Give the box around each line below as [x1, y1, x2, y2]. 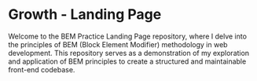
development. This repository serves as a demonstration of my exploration [8, 48, 250, 57]
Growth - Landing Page [8, 6, 162, 24]
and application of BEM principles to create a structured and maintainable [8, 57, 247, 66]
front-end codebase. [8, 64, 75, 74]
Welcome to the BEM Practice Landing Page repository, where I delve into [8, 31, 248, 41]
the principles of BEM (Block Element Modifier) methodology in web [8, 39, 228, 49]
